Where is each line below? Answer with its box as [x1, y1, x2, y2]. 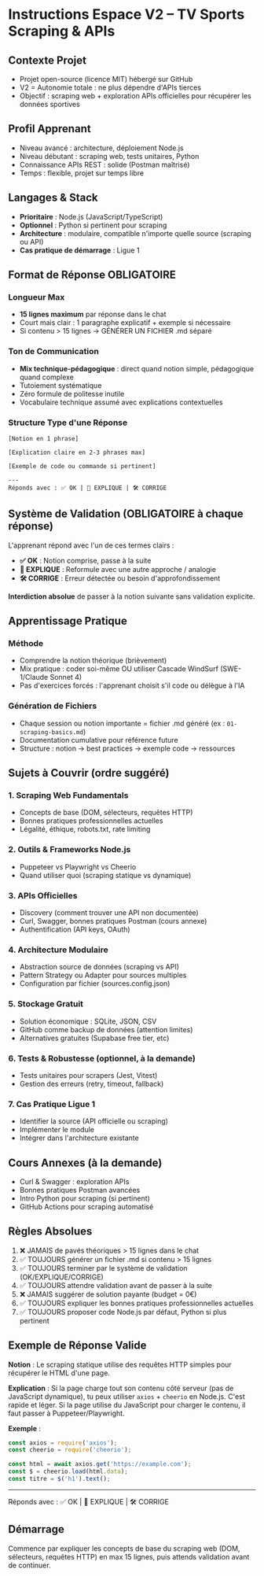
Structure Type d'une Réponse [8, 417, 128, 428]
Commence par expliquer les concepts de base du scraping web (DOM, [8, 1544, 240, 1553]
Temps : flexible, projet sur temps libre [19, 168, 144, 178]
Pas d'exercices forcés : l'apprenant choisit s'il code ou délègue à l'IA [19, 681, 245, 690]
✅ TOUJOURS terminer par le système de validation [19, 1263, 188, 1272]
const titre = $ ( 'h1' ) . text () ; [8, 1475, 111, 1483]
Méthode [8, 638, 44, 649]
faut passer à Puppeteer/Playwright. [8, 1408, 125, 1418]
